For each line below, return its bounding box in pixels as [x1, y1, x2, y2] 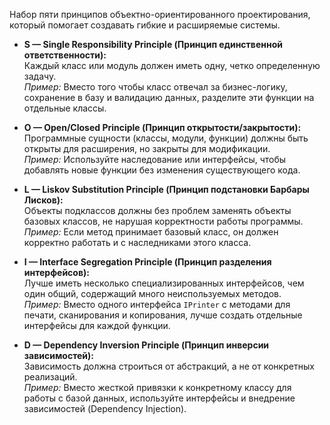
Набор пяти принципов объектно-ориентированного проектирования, [9, 9, 311, 20]
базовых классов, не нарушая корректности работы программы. [23, 215, 304, 227]
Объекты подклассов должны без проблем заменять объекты [23, 205, 292, 216]
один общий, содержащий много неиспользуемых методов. [23, 288, 282, 299]
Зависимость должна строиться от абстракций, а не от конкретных [23, 360, 315, 372]
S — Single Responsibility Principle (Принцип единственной [23, 39, 283, 50]
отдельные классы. [23, 102, 107, 114]
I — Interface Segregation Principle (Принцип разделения [23, 256, 272, 268]
